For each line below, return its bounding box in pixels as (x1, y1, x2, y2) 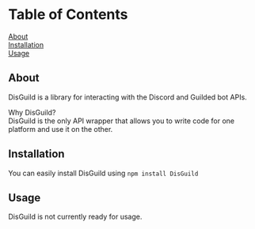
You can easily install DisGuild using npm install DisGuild (8, 168, 199, 178)
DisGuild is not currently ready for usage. (8, 212, 143, 222)
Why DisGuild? (8, 107, 56, 117)
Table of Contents (8, 6, 128, 24)
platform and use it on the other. (8, 124, 113, 133)
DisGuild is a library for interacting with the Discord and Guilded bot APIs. (8, 92, 247, 102)
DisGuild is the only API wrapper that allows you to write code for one (8, 116, 235, 126)
